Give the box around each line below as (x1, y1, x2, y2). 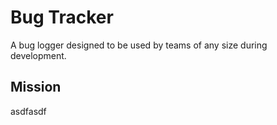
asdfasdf (10, 105, 47, 117)
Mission (10, 79, 62, 96)
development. (10, 49, 67, 61)
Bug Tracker (10, 6, 114, 29)
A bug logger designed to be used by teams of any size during (10, 39, 268, 51)
